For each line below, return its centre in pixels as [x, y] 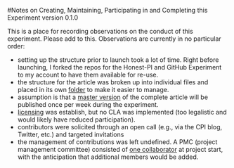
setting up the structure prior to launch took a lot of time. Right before [118, 60]
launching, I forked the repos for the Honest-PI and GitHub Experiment [119, 67]
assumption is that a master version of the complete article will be [113, 97]
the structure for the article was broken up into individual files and [113, 82]
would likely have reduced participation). [76, 119]
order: [16, 46]
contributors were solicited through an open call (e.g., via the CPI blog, [120, 127]
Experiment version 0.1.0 [43, 18]
